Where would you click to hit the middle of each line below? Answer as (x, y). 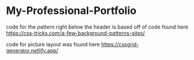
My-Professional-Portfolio (71, 11)
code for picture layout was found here (53, 44)
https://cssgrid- (120, 44)
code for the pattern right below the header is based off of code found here (97, 27)
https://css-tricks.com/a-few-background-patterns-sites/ (76, 33)
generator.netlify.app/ (32, 50)
